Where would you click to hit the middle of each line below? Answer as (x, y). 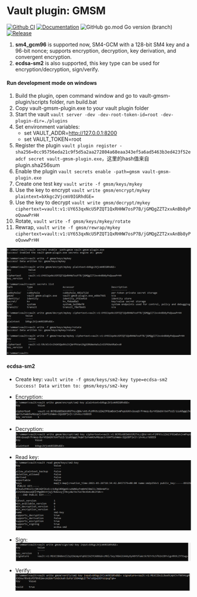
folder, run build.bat (73, 102)
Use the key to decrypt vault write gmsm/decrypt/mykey (83, 202)
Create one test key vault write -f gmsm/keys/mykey (79, 184)
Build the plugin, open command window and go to (76, 96)
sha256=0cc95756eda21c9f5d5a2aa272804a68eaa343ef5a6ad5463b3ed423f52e (103, 152)
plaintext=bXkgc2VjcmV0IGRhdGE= (54, 197)
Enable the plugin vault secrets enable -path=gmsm (77, 171)
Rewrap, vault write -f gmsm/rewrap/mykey (68, 227)
